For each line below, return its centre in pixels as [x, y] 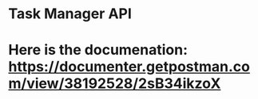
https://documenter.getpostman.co [129, 67]
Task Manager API [70, 14]
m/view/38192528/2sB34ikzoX [115, 84]
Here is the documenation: [98, 50]
